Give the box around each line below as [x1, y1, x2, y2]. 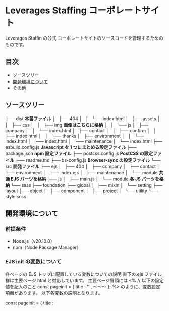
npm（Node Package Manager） [12, 244, 82, 251]
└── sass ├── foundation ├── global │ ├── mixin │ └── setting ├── [11, 182, 163, 188]
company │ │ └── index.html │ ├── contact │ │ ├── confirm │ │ [5, 127, 157, 133]
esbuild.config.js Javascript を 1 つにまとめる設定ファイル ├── [5, 144, 137, 150]
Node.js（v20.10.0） [12, 238, 55, 244]
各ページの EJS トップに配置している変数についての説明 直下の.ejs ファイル [5, 270, 162, 277]
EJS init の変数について [5, 258, 62, 265]
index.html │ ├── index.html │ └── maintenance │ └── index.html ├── [5, 138, 163, 144]
